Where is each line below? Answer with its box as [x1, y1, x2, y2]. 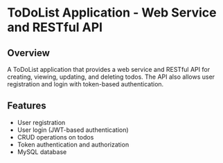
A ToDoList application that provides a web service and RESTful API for [7, 66, 210, 73]
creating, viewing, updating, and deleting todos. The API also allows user [7, 73, 215, 81]
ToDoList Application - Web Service [7, 5, 217, 21]
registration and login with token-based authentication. [7, 80, 164, 88]
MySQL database [17, 147, 67, 156]
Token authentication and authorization [17, 140, 130, 148]
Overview [7, 47, 51, 59]
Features [7, 100, 46, 112]
